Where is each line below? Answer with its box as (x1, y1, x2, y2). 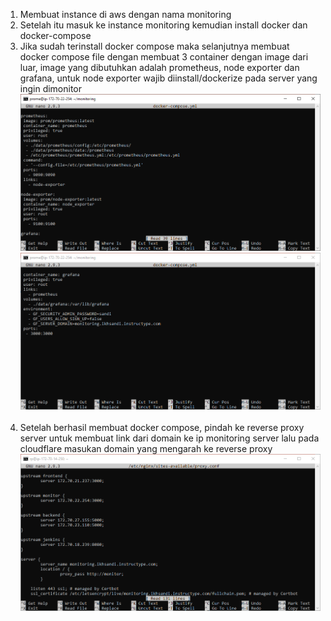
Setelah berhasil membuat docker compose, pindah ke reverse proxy (19, 422, 305, 434)
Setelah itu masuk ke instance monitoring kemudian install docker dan (19, 19, 308, 31)
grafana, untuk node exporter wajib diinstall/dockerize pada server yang (19, 72, 318, 84)
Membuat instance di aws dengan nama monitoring (19, 9, 232, 20)
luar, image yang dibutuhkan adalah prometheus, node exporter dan (19, 62, 300, 73)
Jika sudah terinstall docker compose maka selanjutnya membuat (19, 40, 290, 52)
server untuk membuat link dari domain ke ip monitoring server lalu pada (19, 432, 320, 444)
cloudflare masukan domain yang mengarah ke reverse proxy (19, 443, 273, 455)
